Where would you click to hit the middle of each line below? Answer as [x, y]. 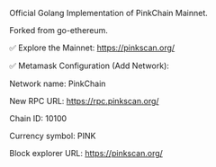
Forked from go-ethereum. [58, 30]
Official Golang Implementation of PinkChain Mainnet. [109, 13]
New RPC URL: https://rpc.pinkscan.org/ [84, 101]
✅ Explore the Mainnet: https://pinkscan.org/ [92, 48]
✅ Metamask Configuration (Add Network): [89, 66]
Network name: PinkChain [58, 83]
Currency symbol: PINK [53, 136]
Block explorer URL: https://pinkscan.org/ [86, 153]
